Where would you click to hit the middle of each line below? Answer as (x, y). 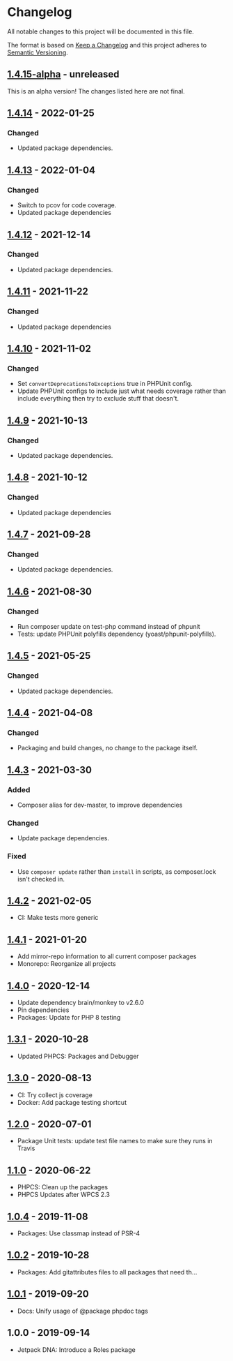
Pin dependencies (43, 1010)
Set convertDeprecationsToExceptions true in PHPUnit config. (105, 384)
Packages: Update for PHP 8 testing (69, 1018)
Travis (26, 1148)
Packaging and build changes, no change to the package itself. (107, 748)
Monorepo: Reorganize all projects (66, 964)
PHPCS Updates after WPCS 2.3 (63, 1195)
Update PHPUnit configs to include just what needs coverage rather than (121, 391)
